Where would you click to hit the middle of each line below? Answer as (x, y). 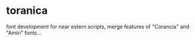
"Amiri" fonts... (24, 32)
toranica (27, 11)
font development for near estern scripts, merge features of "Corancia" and (98, 27)
